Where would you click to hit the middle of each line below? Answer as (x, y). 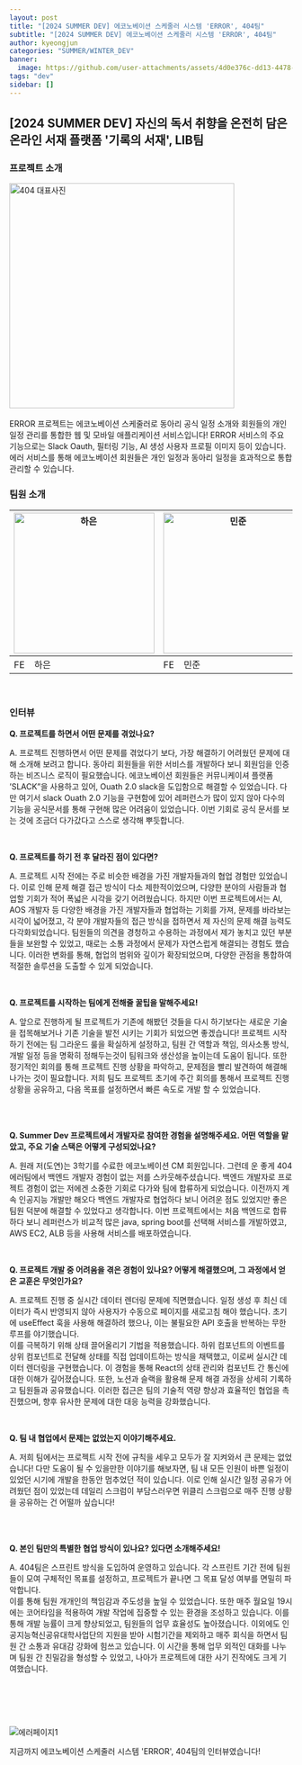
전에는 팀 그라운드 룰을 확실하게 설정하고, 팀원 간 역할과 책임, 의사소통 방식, (157, 1044)
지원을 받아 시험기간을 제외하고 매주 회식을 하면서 (192, 1634)
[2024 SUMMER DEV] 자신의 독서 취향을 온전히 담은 (148, 124)
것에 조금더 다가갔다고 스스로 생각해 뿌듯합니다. (102, 820)
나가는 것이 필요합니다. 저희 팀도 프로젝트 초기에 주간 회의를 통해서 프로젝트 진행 (150, 1077)
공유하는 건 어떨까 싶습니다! (67, 1502)
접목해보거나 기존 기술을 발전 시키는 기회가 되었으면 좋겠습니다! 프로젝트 (145, 1032)
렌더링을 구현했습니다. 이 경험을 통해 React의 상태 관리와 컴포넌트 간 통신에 (157, 1367)
